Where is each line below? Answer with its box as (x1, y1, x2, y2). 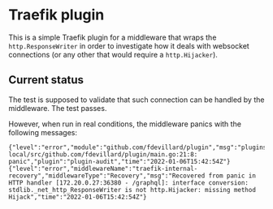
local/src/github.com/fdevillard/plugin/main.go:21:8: (8, 150, 198, 159)
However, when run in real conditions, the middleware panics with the (8, 119, 242, 129)
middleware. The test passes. (8, 103, 107, 113)
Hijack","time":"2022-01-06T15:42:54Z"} (8, 193, 148, 201)
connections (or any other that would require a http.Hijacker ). (8, 49, 218, 59)
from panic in (208, 172, 256, 180)
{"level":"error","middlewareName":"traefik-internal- (8, 164, 198, 173)
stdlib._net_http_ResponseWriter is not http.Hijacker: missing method (8, 186, 256, 194)
